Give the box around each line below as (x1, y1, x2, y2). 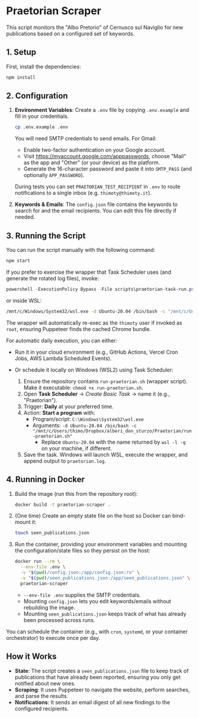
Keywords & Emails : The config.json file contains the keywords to (14, 201, 178, 208)
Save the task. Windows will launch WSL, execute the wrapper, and (23, 451, 188, 458)
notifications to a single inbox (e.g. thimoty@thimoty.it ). (14, 190, 152, 197)
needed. (14, 213, 36, 220)
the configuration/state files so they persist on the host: (14, 547, 150, 554)
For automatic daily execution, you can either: (6, 336, 117, 344)
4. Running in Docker (6, 475, 85, 485)
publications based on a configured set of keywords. (6, 30, 135, 37)
